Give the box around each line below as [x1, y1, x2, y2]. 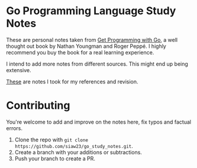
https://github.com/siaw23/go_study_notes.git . [14, 142, 133, 149]
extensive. [6, 66, 31, 73]
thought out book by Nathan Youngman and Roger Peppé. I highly [6, 43, 167, 50]
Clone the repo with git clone [14, 136, 89, 143]
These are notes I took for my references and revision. [6, 78, 138, 85]
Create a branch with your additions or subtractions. [14, 148, 142, 156]
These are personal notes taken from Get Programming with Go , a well [6, 36, 178, 43]
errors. [6, 124, 22, 131]
